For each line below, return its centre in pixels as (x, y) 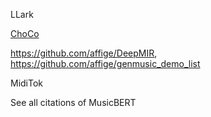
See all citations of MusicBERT (73, 102)
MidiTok (27, 83)
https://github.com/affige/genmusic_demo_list (105, 63)
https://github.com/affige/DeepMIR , (84, 53)
